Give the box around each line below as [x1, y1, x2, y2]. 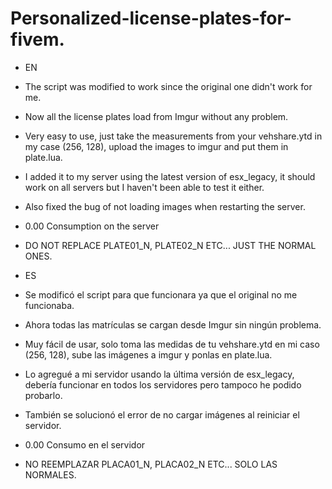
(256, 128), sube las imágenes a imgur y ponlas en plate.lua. [24, 348, 273, 361]
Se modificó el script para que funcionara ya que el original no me [24, 288, 298, 301]
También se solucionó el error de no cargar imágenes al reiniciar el [24, 408, 300, 421]
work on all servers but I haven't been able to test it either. [24, 181, 265, 193]
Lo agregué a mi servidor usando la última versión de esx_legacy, [24, 368, 295, 380]
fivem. [10, 28, 65, 51]
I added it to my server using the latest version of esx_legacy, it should [24, 170, 316, 182]
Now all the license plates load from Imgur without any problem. [24, 110, 289, 122]
